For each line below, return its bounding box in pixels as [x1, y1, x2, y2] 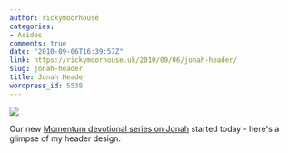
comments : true [9, 38, 67, 48]
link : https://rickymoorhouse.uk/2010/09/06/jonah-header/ [9, 56, 238, 65]
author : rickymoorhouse [9, 13, 100, 23]
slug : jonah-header [9, 65, 84, 74]
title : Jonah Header [9, 73, 88, 82]
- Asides [9, 30, 43, 39]
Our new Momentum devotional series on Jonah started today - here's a [9, 123, 280, 134]
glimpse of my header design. [9, 133, 121, 144]
